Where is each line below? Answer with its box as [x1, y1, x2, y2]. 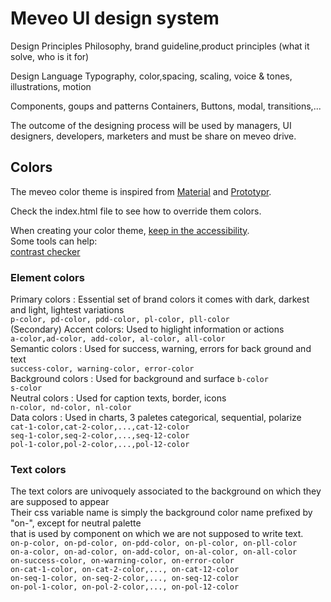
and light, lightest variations [10, 304, 125, 316]
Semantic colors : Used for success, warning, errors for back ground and [10, 343, 312, 355]
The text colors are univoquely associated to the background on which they [10, 485, 322, 497]
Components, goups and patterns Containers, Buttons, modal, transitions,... [10, 100, 322, 112]
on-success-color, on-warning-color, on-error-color [10, 556, 235, 566]
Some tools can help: [10, 235, 98, 247]
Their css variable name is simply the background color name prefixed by [10, 507, 313, 519]
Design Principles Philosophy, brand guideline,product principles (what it [10, 40, 310, 52]
